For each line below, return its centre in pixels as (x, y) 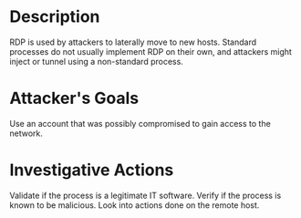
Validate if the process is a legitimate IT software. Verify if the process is (145, 195)
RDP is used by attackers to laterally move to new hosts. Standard (133, 42)
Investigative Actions (92, 170)
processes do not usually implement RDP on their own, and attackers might (150, 51)
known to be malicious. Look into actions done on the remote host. (135, 205)
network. (26, 133)
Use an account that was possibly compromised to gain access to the (140, 123)
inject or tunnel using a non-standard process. (97, 61)
